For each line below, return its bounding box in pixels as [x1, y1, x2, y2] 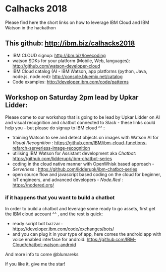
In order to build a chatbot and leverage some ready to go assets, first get [5, 205, 156, 211]
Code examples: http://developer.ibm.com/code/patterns [12, 79, 129, 85]
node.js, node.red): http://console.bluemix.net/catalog [12, 73, 123, 80]
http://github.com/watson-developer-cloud [12, 63, 101, 69]
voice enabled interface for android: [12, 236, 86, 242]
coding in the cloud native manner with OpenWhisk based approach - [12, 161, 155, 167]
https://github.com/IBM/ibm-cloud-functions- [54, 140, 148, 146]
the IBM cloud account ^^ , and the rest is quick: [5, 211, 103, 217]
